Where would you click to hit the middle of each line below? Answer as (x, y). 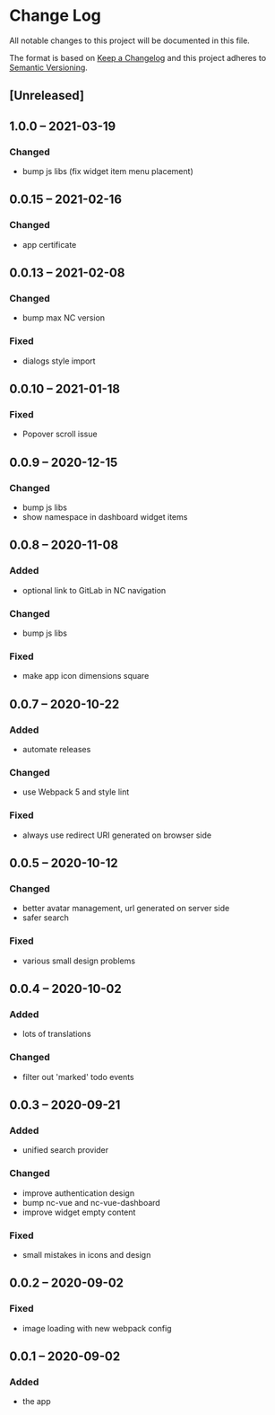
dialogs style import (59, 361)
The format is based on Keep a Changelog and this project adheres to (138, 57)
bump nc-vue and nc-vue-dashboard (91, 1202)
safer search (46, 918)
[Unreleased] (47, 96)
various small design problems (79, 961)
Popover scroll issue (60, 434)
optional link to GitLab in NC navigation (94, 590)
